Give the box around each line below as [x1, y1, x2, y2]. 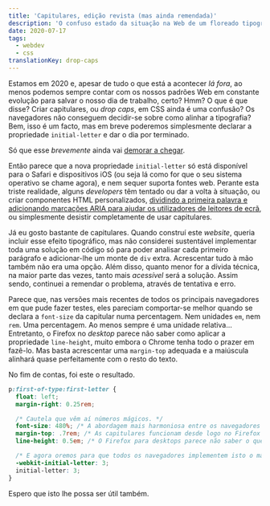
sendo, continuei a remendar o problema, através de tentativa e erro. [8, 279, 236, 288]
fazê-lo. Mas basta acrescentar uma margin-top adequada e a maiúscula [8, 345, 249, 355]
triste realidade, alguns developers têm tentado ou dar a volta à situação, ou [8, 186, 260, 196]
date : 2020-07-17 [8, 27, 67, 35]
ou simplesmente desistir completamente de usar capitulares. [8, 212, 213, 222]
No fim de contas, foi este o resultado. [8, 369, 135, 379]
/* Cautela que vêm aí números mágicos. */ [15, 414, 163, 422]
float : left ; [15, 393, 59, 401]
